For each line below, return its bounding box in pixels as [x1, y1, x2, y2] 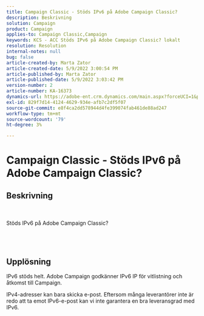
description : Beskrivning [6, 15, 72, 21]
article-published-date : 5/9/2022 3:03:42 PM [6, 77, 123, 83]
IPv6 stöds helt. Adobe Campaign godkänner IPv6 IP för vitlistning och [6, 272, 183, 280]
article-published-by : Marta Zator [6, 71, 97, 77]
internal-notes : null [6, 49, 61, 55]
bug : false [6, 54, 34, 60]
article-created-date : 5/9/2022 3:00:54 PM [6, 65, 118, 72]
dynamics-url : [6, 94, 42, 100]
